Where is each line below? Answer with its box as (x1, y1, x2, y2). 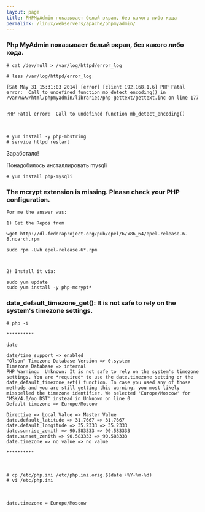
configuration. (6, 195, 50, 203)
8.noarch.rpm (6, 236, 40, 242)
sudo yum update (6, 279, 48, 285)
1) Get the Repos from (6, 219, 64, 226)
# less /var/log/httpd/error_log (6, 73, 92, 79)
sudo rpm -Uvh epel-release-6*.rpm (6, 246, 98, 253)
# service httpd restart (6, 139, 70, 145)
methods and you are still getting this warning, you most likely (6, 385, 180, 391)
